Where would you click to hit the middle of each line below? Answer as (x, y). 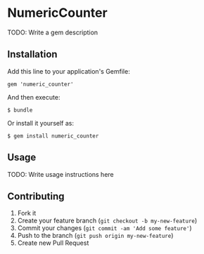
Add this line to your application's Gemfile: (69, 71)
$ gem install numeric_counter (53, 136)
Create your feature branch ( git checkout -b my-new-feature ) (107, 221)
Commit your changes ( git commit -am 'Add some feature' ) (104, 228)
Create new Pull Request (53, 243)
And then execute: (34, 97)
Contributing (36, 196)
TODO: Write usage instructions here (60, 174)
